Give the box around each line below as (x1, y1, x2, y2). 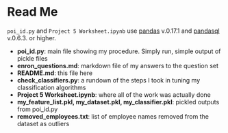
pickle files (16, 54, 48, 62)
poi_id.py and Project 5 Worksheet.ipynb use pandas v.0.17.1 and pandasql (7, 27, 220, 35)
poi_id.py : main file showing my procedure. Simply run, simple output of (16, 47, 221, 55)
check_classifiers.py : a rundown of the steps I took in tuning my (16, 76, 201, 84)
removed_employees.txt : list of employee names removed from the (16, 112, 209, 120)
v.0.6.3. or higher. (7, 33, 56, 42)
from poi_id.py (16, 105, 58, 113)
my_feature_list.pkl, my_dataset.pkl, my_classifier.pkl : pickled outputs (16, 98, 220, 106)
